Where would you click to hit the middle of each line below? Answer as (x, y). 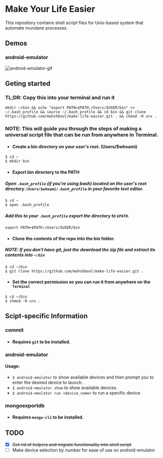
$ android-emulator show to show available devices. (65, 388)
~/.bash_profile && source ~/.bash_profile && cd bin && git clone (76, 112)
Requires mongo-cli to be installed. (48, 417)
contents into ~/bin (25, 255)
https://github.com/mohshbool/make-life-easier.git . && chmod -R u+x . (81, 117)
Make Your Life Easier (50, 9)
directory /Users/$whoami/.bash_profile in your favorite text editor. (74, 188)
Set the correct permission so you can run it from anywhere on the (81, 282)
